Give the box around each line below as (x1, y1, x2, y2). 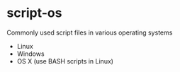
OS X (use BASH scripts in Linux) (16, 56, 114, 65)
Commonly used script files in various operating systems (6, 28, 173, 37)
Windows (16, 49, 45, 58)
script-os (6, 5, 62, 21)
